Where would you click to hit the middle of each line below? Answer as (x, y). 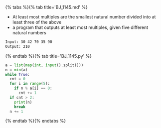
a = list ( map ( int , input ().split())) (44, 65)
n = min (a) (16, 70)
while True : (17, 74)
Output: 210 (17, 46)
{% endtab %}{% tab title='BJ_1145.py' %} (49, 56)
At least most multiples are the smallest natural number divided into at (84, 17)
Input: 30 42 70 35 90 (29, 42)
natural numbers (29, 33)
